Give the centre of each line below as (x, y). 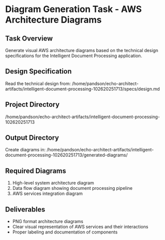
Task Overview (29, 38)
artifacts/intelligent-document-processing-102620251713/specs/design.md (82, 89)
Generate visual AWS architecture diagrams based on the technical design (82, 50)
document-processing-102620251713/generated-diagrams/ (66, 155)
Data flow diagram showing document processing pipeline (72, 188)
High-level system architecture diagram (53, 183)
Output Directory (32, 138)
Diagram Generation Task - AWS (73, 9)
